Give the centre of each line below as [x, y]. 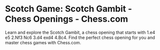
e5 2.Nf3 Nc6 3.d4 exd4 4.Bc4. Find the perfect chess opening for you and [80, 37]
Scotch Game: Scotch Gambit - [69, 9]
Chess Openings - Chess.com [67, 19]
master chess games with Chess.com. [43, 42]
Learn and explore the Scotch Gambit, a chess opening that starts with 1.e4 [80, 32]
